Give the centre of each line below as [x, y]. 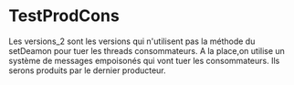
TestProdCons [64, 16]
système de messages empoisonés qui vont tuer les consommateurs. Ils [144, 60]
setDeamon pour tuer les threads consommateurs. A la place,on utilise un [147, 50]
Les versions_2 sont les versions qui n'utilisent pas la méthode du [132, 41]
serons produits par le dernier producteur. [87, 70]
